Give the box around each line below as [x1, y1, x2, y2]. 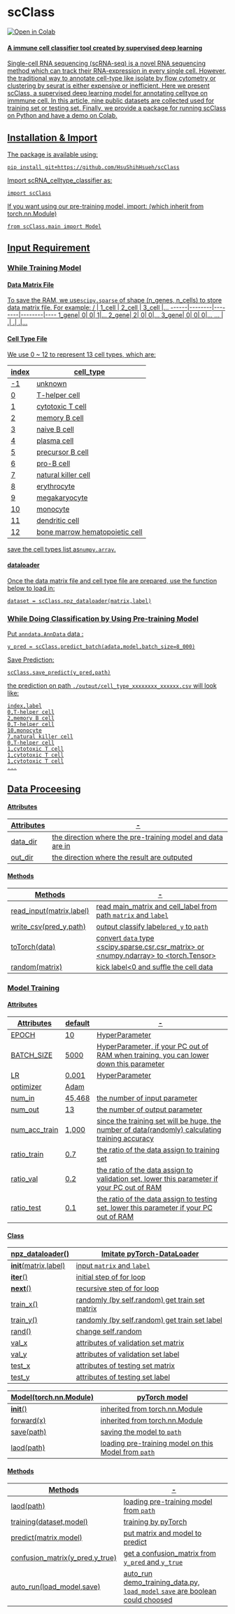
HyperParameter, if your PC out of [97, 1041, 208, 1051]
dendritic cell [36, 515, 80, 525]
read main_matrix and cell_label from [96, 901, 218, 911]
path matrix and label [96, 910, 169, 920]
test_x [10, 1361, 31, 1370]
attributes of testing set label [76, 1373, 170, 1382]
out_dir [10, 852, 34, 862]
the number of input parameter [97, 1093, 198, 1103]
